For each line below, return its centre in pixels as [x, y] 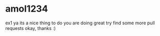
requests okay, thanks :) [31, 28]
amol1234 [27, 9]
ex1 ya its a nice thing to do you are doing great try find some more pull [80, 23]
